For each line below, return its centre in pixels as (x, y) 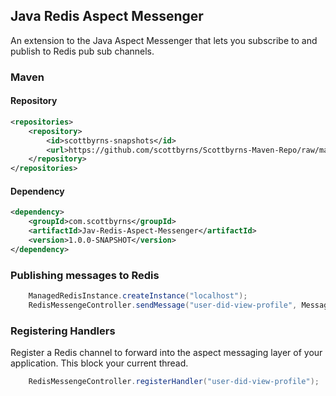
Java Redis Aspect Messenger (107, 16)
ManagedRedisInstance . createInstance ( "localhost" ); (138, 296)
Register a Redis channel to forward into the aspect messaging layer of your (166, 353)
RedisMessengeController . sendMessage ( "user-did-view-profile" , (163, 305)
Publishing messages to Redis (85, 275)
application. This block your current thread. (99, 363)
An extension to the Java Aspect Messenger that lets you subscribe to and (164, 40)
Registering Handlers (63, 331)
